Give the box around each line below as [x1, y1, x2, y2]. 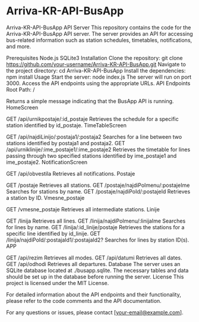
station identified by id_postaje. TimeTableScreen [6, 121, 127, 129]
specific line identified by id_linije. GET [6, 230, 101, 237]
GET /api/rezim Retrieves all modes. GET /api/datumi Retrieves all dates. [6, 254, 182, 261]
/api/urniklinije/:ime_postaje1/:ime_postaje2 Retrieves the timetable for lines [6, 146, 191, 153]
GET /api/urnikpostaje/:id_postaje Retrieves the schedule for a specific [6, 115, 179, 123]
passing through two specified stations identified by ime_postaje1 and [6, 152, 177, 159]
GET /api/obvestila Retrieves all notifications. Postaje [6, 170, 135, 177]
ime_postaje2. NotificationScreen [6, 158, 88, 165]
